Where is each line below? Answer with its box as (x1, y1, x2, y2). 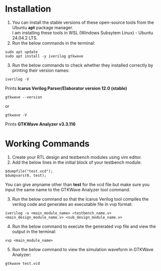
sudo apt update (5, 50, 38, 54)
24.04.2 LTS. (12, 35, 38, 41)
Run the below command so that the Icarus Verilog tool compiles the (12, 196, 149, 202)
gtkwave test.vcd (5, 261, 40, 266)
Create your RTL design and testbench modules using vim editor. (12, 154, 142, 160)
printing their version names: (12, 67, 70, 73)
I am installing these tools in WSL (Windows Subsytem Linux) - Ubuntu (12, 30, 154, 35)
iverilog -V (5, 77, 29, 82)
